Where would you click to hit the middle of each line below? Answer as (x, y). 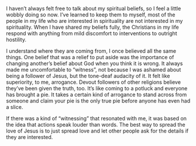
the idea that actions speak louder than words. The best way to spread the (96, 125)
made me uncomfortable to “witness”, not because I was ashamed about (94, 69)
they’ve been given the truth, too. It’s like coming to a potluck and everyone (97, 88)
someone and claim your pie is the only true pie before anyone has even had (98, 101)
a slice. (15, 107)
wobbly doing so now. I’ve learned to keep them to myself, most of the (91, 15)
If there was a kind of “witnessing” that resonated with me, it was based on (97, 118)
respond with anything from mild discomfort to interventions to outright (92, 33)
